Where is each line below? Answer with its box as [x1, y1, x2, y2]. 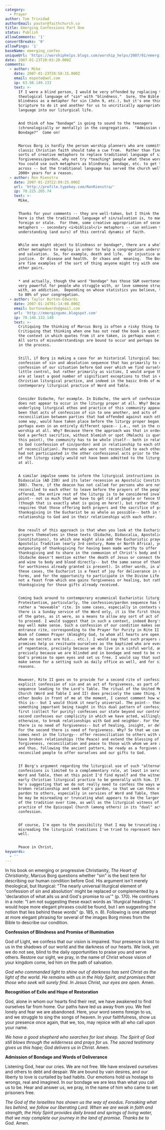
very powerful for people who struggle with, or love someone [18, 283, 148, 288]
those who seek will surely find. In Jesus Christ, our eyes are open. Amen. [5, 979, 155, 985]
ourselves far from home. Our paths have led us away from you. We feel [5, 1003, 151, 1010]
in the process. [18, 342, 52, 347]
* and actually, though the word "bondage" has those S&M [18, 279, 139, 283]
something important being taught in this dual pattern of [18, 705, 141, 710]
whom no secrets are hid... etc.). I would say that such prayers [18, 637, 157, 642]
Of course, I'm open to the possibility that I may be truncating [18, 822, 157, 827]
